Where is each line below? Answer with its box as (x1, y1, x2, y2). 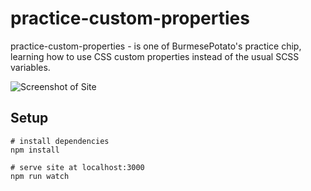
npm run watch (10, 171, 70, 181)
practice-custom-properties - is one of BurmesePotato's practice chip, (10, 40, 302, 52)
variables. (10, 61, 51, 73)
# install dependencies (10, 136, 110, 146)
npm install (10, 145, 60, 155)
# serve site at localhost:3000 (10, 162, 145, 172)
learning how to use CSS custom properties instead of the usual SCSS (10, 50, 300, 62)
